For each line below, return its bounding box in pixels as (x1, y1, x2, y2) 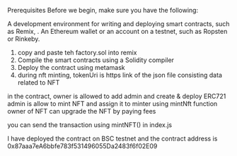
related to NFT (17, 78, 60, 87)
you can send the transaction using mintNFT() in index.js (7, 121, 173, 129)
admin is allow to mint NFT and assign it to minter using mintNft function (7, 100, 218, 108)
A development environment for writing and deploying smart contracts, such (7, 20, 230, 28)
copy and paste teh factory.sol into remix (17, 49, 137, 56)
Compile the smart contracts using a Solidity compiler (17, 56, 175, 64)
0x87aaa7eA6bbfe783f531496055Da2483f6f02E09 (7, 142, 158, 150)
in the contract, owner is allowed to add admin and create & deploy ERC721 (7, 92, 226, 100)
